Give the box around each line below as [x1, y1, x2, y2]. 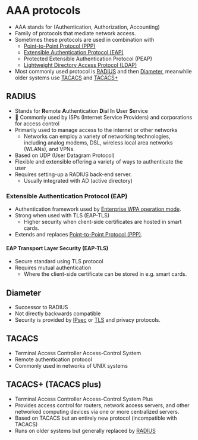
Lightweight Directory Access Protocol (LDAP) [23, 61, 137, 69]
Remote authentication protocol [14, 356, 92, 363]
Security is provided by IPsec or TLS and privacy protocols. [14, 316, 161, 324]
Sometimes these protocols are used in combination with [14, 36, 155, 43]
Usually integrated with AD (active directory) [23, 177, 133, 184]
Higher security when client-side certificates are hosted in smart [23, 219, 182, 226]
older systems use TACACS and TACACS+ [14, 74, 118, 81]
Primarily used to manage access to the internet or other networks [14, 126, 178, 133]
